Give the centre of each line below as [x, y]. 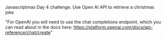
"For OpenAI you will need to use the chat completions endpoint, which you [83, 22]
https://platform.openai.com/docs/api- [113, 27]
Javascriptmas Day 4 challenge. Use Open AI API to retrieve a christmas [80, 7]
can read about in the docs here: [39, 27]
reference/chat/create [28, 32]
